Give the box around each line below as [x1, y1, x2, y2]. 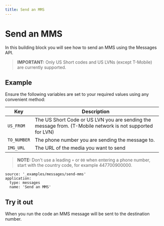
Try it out [5, 198, 33, 206]
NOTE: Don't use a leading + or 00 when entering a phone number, [17, 157, 150, 163]
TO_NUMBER [7, 137, 30, 143]
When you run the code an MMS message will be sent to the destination [5, 211, 150, 217]
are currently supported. [17, 64, 66, 70]
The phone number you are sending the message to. [35, 136, 155, 143]
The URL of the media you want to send [35, 145, 126, 152]
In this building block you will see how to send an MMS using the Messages [5, 45, 157, 50]
